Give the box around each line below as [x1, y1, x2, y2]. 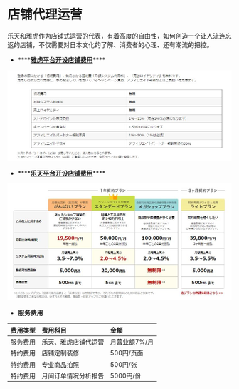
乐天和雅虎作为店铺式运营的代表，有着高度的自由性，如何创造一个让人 [7, 31, 213, 40]
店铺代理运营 [7, 6, 83, 23]
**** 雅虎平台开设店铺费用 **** [17, 55, 105, 64]
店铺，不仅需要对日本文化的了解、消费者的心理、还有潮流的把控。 [19, 40, 213, 49]
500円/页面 [110, 349, 144, 358]
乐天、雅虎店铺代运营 [41, 338, 105, 346]
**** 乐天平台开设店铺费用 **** [17, 168, 105, 177]
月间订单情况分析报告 [41, 371, 105, 380]
